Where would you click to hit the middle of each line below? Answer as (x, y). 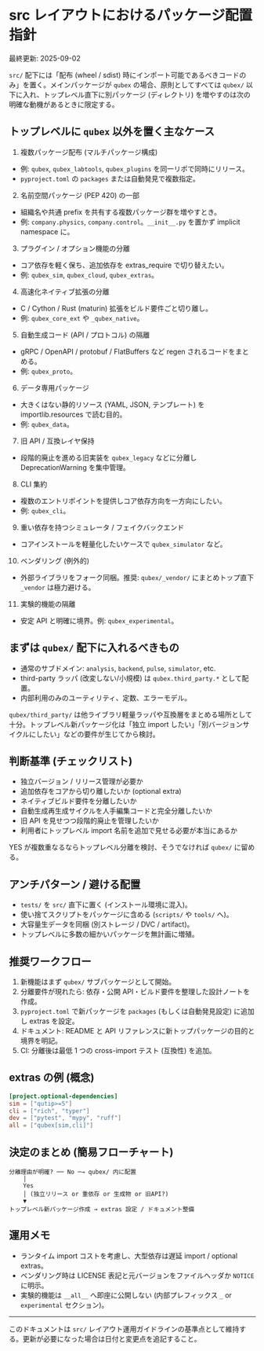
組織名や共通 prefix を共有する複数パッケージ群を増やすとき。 (121, 211)
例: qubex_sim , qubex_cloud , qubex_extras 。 (89, 274)
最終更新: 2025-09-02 (45, 58)
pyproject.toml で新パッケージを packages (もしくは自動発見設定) (126, 1011)
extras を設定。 (54, 1021)
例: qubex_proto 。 (49, 371)
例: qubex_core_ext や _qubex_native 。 (82, 318)
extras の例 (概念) (52, 1078)
